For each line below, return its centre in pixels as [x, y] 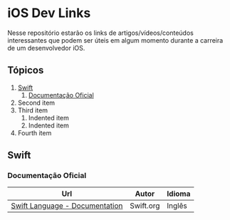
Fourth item [35, 132]
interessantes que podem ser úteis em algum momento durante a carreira [115, 40]
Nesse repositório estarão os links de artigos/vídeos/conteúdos [100, 33]
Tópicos [26, 70]
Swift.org [145, 206]
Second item [36, 103]
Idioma [179, 194]
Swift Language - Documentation [67, 206]
